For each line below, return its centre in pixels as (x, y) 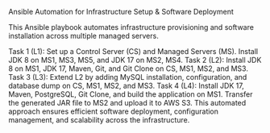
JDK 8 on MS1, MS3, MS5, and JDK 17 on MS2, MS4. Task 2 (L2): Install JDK (135, 60)
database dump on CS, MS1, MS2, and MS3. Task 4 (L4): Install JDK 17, (126, 85)
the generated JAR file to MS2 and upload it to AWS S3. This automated (127, 103)
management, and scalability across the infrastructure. (99, 120)
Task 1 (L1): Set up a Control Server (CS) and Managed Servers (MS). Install (133, 51)
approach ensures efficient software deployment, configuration (114, 111)
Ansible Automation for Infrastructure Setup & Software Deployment (121, 12)
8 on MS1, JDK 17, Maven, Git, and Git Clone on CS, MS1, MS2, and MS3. (128, 69)
